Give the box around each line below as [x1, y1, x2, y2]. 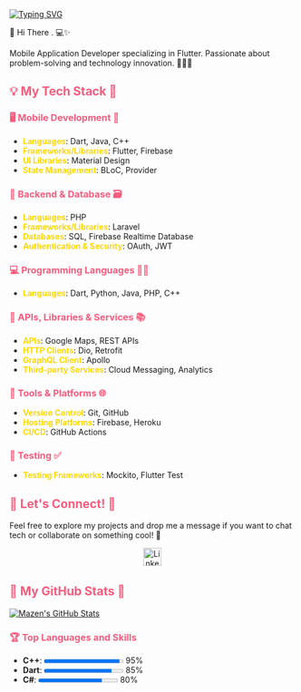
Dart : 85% [22, 665, 143, 676]
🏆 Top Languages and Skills [9, 630, 138, 643]
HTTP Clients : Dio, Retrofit [22, 345, 123, 356]
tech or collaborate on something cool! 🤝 [9, 530, 161, 541]
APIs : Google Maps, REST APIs [22, 335, 139, 346]
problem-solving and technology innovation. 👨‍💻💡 [9, 58, 193, 68]
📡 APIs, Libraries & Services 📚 [9, 311, 146, 324]
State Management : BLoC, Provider [22, 164, 158, 175]
